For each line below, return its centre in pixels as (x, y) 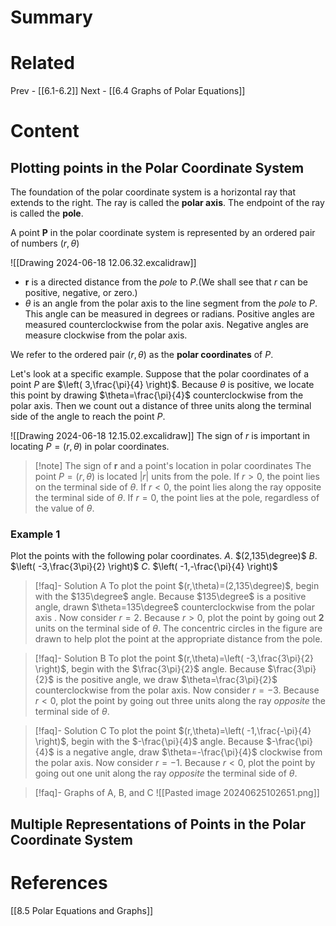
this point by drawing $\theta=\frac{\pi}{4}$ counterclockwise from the (157, 395)
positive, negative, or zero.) (81, 293)
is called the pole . (47, 213)
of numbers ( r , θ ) (45, 243)
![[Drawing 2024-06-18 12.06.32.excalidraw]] (103, 263)
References (59, 883)
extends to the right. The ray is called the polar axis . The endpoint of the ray (167, 203)
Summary (51, 17)
